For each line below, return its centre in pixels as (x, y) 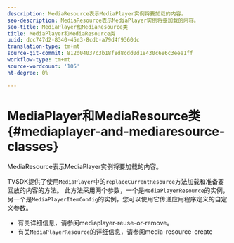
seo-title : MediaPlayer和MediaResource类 (68, 27)
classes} (33, 146)
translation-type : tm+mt (44, 46)
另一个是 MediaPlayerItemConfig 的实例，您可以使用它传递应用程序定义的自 (114, 199)
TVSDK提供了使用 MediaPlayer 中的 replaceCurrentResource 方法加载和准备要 (116, 182)
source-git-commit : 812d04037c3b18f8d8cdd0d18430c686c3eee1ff (100, 54)
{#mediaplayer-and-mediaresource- (116, 131)
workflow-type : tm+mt (39, 60)
